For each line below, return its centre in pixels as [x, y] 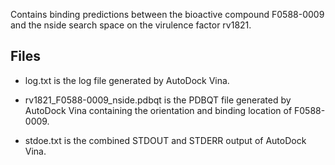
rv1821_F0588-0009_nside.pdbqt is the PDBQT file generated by [158, 100]
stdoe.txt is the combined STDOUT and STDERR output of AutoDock [165, 140]
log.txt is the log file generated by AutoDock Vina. [127, 80]
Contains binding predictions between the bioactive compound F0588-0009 [167, 14]
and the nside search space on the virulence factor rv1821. [131, 25]
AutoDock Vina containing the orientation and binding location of [158, 110]
